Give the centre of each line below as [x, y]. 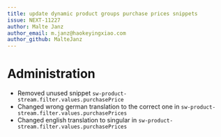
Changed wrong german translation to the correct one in [98, 107]
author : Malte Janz [36, 26]
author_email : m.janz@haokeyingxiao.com [67, 33]
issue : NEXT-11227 [34, 20]
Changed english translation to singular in [77, 120]
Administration [51, 74]
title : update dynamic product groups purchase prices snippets [102, 14]
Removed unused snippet [54, 93]
